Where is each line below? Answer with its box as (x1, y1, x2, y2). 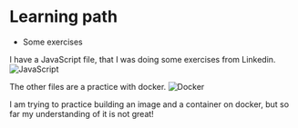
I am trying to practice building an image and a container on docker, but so (9, 98, 290, 110)
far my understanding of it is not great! (9, 108, 155, 119)
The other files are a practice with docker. (9, 81, 167, 92)
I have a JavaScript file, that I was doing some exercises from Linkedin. (9, 54, 276, 64)
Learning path (9, 6, 118, 27)
